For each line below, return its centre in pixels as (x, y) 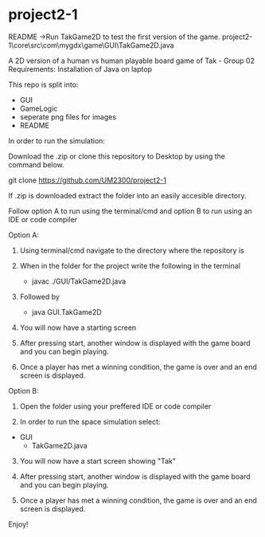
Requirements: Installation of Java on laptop (80, 69)
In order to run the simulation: (57, 140)
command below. (37, 164)
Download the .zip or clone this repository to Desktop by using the (117, 156)
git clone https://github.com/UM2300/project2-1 (88, 180)
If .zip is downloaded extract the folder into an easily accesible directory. (127, 195)
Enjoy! (19, 524)
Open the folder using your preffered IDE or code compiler (115, 406)
